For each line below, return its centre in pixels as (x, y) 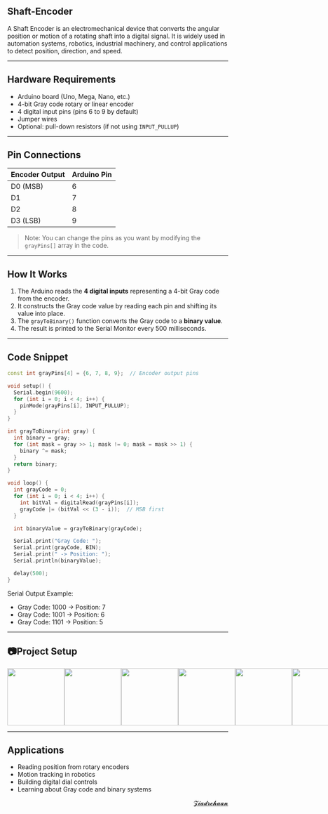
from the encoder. (43, 298)
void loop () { (28, 483)
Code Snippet (38, 357)
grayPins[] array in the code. (67, 246)
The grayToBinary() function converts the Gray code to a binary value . (120, 321)
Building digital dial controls (57, 782)
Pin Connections (44, 155)
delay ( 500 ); (31, 573)
